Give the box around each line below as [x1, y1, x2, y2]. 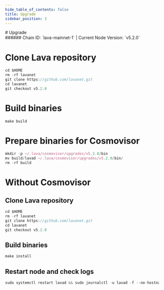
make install [5, 254, 32, 259]
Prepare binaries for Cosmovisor [5, 135, 140, 146]
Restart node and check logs [5, 267, 94, 276]
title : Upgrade [5, 12, 36, 17]
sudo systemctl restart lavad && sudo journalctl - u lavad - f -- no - [5, 280, 147, 285]
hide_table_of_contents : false [5, 7, 69, 12]
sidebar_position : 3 [5, 16, 47, 21]
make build [5, 119, 27, 124]
